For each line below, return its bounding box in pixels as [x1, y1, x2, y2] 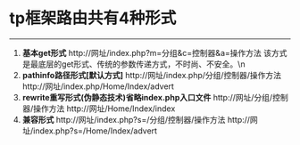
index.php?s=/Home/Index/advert [32, 125, 158, 136]
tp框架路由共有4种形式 [9, 8, 177, 28]
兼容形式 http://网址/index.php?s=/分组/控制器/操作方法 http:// [21, 114, 251, 125]
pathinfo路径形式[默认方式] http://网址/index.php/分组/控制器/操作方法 [21, 69, 282, 80]
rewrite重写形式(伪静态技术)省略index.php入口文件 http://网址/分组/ [21, 92, 273, 102]
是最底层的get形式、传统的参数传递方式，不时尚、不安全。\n [21, 59, 246, 69]
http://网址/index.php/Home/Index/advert [21, 81, 174, 92]
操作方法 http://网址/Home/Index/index [32, 103, 176, 114]
